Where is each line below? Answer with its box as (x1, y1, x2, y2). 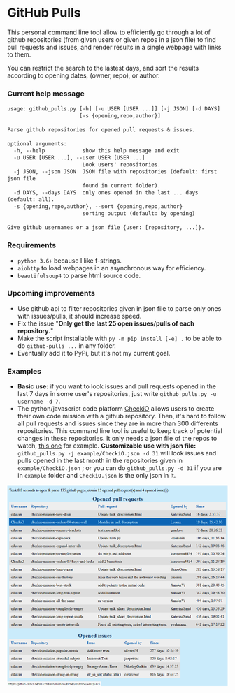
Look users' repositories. (82, 161, 161, 168)
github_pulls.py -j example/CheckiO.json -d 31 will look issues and (17, 449, 217, 458)
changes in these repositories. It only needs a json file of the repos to (17, 435, 218, 443)
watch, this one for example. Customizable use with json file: (17, 442, 197, 450)
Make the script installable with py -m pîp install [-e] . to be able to (17, 334, 222, 342)
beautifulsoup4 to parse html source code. (17, 271, 141, 279)
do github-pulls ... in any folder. (17, 341, 117, 350)
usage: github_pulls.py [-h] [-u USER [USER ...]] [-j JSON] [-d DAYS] (7, 105, 220, 112)
